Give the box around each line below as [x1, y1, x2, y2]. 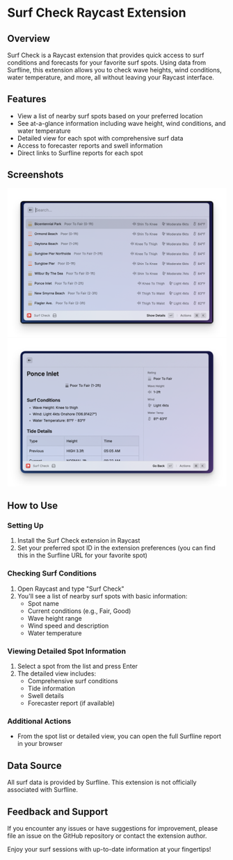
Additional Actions [7, 716, 72, 726]
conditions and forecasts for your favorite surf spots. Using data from [7, 58, 207, 67]
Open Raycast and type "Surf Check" [17, 584, 124, 593]
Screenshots [7, 169, 64, 181]
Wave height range [27, 614, 82, 622]
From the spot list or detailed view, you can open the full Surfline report [17, 732, 221, 740]
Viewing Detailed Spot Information [7, 646, 127, 655]
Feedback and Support [7, 806, 109, 818]
